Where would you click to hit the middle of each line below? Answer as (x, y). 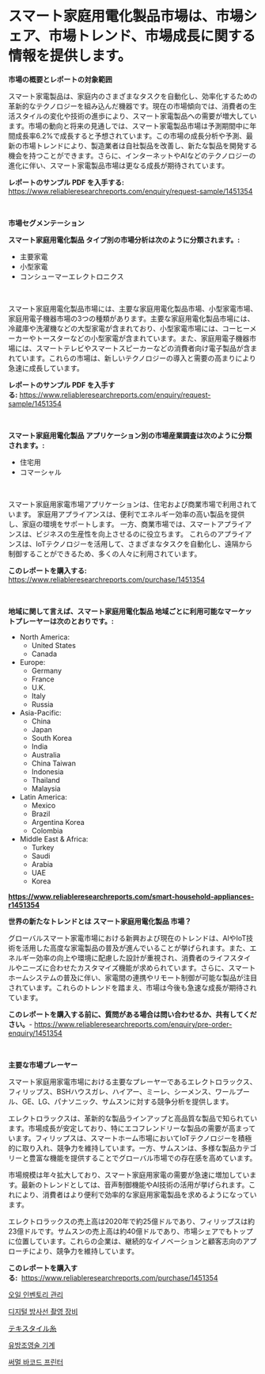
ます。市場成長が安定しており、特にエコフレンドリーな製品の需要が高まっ (129, 1128)
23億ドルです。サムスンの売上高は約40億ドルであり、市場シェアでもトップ (131, 1231)
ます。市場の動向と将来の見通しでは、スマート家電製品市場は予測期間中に (129, 126)
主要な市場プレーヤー (43, 1065)
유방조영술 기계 (32, 1345)
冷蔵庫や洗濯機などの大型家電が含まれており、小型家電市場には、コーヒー (129, 328)
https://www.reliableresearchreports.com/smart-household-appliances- (131, 896)
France (43, 679)
